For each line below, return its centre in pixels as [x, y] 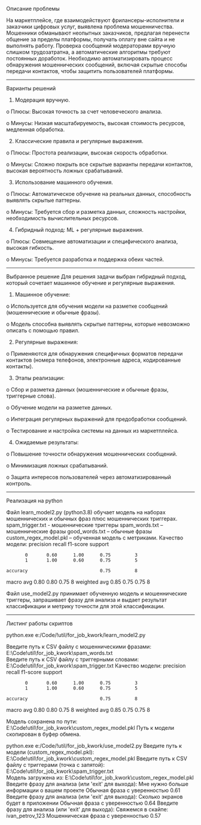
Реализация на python [34, 501]
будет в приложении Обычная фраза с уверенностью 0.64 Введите [92, 803]
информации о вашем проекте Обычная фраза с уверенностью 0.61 [93, 790]
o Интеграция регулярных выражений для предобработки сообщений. [97, 419]
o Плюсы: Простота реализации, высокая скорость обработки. [87, 153]
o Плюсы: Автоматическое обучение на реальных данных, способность [99, 194]
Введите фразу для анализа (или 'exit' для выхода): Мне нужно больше [97, 784]
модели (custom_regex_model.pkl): [50, 752]
